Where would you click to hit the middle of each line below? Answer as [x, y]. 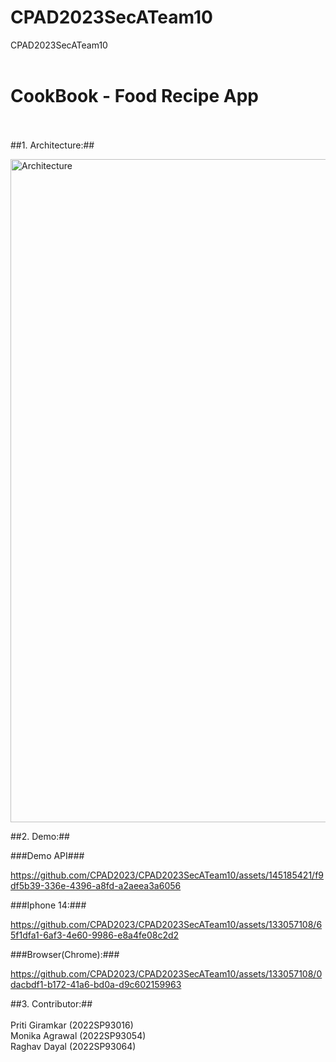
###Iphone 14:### [48, 905]
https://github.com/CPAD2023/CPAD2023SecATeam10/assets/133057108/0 [166, 973]
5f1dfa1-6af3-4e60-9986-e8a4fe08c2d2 [95, 935]
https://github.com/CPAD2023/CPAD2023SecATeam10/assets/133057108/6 [166, 924]
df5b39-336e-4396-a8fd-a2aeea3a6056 [96, 885]
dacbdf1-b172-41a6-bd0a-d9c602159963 [96, 984]
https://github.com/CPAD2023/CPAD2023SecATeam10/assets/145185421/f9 [167, 875]
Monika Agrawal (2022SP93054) [78, 1035]
